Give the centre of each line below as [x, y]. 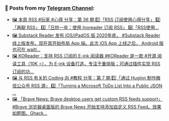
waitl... [34, 49]
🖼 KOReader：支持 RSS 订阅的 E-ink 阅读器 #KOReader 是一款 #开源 [84, 56]
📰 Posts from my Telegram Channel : [50, 8]
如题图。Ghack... [30, 113]
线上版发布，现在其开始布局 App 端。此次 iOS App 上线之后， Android [85, 43]
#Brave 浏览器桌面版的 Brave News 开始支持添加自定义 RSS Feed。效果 [87, 107]
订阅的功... [23, 72]
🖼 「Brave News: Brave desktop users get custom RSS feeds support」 [87, 99]
